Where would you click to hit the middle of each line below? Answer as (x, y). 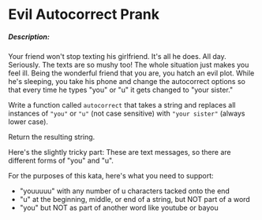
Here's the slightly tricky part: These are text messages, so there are (120, 152)
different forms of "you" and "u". (61, 161)
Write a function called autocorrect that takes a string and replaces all (122, 105)
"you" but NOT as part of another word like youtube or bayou (119, 208)
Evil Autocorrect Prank (84, 15)
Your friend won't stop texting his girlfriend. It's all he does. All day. (117, 57)
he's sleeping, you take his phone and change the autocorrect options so (127, 82)
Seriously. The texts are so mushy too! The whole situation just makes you (129, 65)
